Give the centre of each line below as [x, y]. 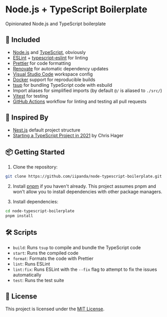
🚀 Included [23, 40]
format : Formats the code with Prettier [53, 258]
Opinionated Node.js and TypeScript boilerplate [56, 24]
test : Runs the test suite [38, 280]
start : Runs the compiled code [45, 253]
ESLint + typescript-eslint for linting [50, 58]
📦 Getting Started [35, 152]
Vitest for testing [30, 96]
